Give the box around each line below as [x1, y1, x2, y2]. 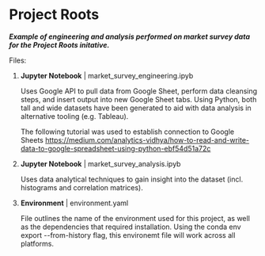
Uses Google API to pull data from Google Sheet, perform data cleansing [20, 86, 258, 96]
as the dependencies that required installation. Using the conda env [20, 222, 241, 231]
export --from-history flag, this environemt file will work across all [20, 230, 236, 239]
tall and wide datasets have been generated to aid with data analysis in [20, 103, 252, 113]
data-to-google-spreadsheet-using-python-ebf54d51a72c [20, 143, 211, 153]
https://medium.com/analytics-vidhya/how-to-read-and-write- [45, 135, 250, 144]
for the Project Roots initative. [9, 40, 110, 49]
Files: [9, 55, 27, 65]
